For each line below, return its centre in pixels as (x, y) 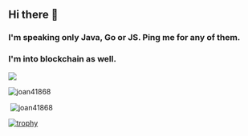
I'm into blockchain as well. (62, 59)
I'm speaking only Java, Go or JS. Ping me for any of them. (124, 38)
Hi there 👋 (33, 15)
